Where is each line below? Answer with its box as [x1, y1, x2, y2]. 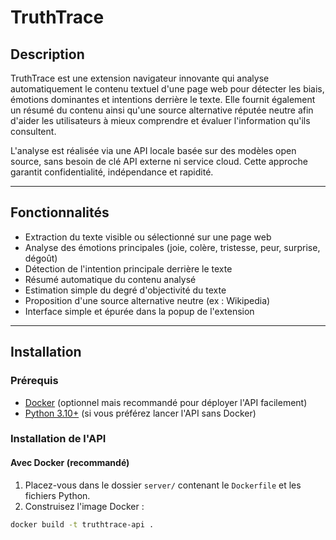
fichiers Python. [24, 489, 91, 501]
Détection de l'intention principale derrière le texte [24, 262, 233, 275]
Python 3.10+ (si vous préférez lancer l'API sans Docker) [24, 407, 257, 419]
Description [10, 46, 85, 63]
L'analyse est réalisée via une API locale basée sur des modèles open [10, 145, 297, 156]
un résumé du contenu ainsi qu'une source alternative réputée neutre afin [10, 104, 314, 116]
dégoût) [24, 252, 58, 264]
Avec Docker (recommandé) [10, 457, 130, 469]
